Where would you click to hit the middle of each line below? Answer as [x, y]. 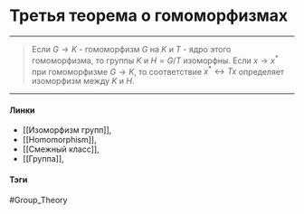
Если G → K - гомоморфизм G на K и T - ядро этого [131, 49]
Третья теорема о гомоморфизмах [149, 16]
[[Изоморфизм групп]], [67, 130]
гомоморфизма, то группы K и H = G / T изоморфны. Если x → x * [155, 60]
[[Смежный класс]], [61, 149]
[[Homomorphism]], [59, 140]
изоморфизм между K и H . [83, 81]
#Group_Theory [38, 200]
